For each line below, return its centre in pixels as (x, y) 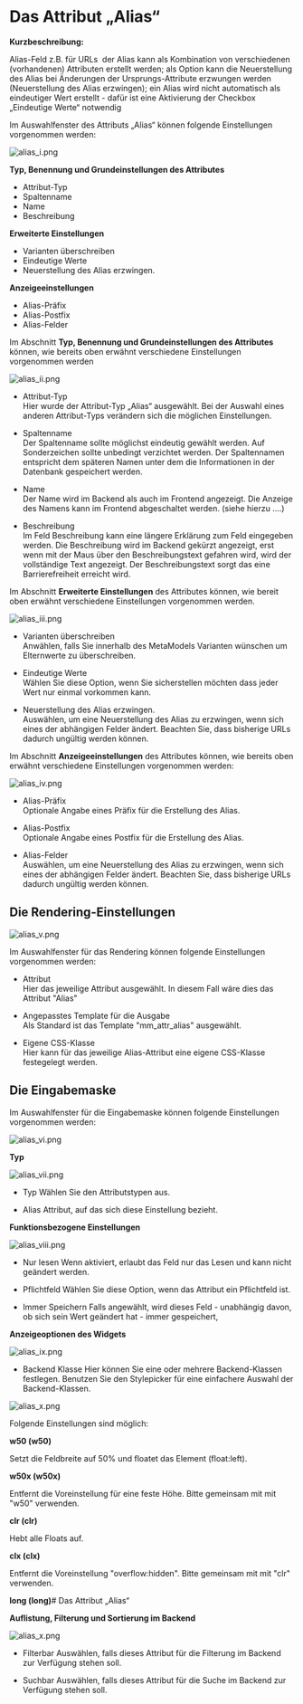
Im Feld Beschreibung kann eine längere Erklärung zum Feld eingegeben (158, 535)
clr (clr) (24, 1520)
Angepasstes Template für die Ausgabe (96, 1015)
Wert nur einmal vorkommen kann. (87, 692)
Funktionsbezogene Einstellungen (75, 1227)
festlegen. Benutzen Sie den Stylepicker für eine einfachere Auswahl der (158, 1378)
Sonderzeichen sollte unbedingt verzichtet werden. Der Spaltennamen (153, 452)
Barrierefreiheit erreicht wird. (76, 574)
